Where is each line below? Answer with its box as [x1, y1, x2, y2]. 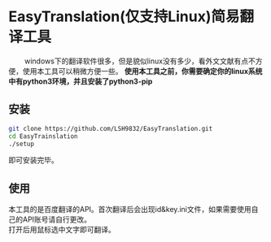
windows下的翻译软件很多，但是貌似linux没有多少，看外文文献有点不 [24, 56, 256, 66]
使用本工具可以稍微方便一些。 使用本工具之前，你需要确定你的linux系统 [22, 66, 263, 76]
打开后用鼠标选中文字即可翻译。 [8, 225, 116, 235]
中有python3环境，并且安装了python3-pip [8, 76, 153, 86]
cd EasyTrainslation [8, 132, 79, 140]
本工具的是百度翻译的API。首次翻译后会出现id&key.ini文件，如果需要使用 [8, 205, 251, 214]
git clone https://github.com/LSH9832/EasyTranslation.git [8, 124, 213, 132]
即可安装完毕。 [8, 155, 59, 165]
